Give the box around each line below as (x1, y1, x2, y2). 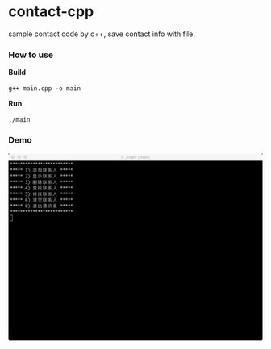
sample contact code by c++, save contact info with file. (8, 29, 195, 39)
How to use (8, 49, 54, 60)
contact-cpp (8, 2, 94, 21)
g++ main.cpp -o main (8, 85, 81, 93)
